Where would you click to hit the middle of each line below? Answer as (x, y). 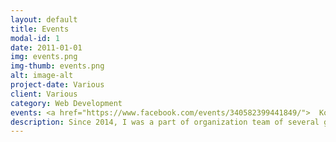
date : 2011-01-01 (46, 47)
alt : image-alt (42, 76)
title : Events (40, 29)
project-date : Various (57, 85)
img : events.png (44, 57)
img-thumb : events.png (57, 66)
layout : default (44, 19)
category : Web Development (66, 103)
